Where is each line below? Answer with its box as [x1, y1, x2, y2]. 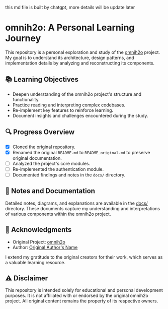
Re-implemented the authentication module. [12, 166, 104, 172]
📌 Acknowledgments [5, 225, 72, 234]
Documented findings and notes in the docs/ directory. [12, 171, 126, 178]
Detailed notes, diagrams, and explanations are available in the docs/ [5, 200, 148, 206]
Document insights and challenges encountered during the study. [12, 112, 148, 118]
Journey [5, 33, 41, 44]
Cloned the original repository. [12, 144, 75, 150]
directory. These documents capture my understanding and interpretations [5, 205, 160, 211]
